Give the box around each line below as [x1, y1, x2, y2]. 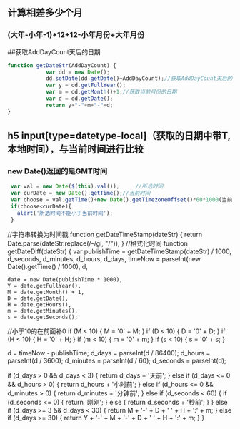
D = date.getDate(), [7, 295, 69, 302]
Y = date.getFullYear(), [7, 282, 81, 289]
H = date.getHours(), [7, 301, 72, 308]
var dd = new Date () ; [45, 69, 111, 76]
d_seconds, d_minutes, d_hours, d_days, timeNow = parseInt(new [7, 254, 201, 263]
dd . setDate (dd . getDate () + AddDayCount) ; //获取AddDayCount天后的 [45, 75, 233, 82]
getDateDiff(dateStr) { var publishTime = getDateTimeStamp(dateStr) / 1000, [7, 247, 232, 256]
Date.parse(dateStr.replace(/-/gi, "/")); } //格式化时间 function [7, 238, 188, 248]
